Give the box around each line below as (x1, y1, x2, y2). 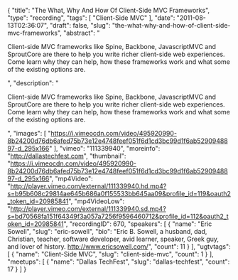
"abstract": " (63, 28, 100, 37)
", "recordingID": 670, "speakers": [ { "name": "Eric (63, 220, 212, 228)
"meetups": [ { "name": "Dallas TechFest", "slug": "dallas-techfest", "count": (7, 257, 230, 266)
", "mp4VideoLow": (68, 197, 125, 205)
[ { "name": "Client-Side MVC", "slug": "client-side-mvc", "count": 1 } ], (7, 250, 215, 258)
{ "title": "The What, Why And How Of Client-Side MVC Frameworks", (7, 6, 210, 14)
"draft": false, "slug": (49, 21, 111, 29)
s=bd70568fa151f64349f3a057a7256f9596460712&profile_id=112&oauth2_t (7, 212, 229, 220)
